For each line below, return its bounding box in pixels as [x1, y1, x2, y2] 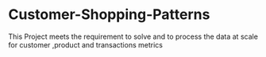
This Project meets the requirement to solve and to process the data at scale [8, 32, 258, 41]
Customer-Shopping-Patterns [8, 6, 210, 24]
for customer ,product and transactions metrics [8, 40, 163, 49]
